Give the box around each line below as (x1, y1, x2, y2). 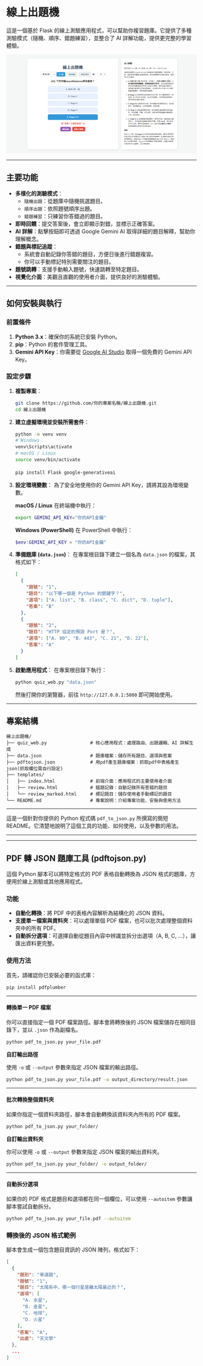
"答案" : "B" (26, 603, 54, 610)
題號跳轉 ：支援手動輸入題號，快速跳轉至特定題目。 (14, 265, 143, 273)
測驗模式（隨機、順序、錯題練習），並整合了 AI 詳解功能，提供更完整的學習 (6, 34, 192, 41)
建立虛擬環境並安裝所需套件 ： (14, 418, 89, 425)
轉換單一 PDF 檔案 (6, 1004, 51, 1011)
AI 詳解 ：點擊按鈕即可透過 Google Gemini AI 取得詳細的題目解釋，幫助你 (14, 227, 195, 235)
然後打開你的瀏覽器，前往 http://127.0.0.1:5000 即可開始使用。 (14, 691, 176, 698)
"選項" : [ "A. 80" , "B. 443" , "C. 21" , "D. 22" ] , (26, 635, 149, 642)
